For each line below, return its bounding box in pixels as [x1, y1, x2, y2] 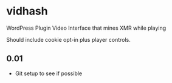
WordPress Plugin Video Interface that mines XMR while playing [6, 24, 167, 32]
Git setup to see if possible [15, 70, 83, 77]
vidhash [6, 4, 48, 18]
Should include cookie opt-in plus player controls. [6, 36, 131, 43]
